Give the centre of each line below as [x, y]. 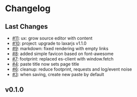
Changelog [28, 9]
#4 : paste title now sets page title [46, 64]
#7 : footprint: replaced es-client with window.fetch [63, 59]
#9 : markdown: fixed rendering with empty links [60, 48]
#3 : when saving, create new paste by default [58, 74]
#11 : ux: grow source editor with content [52, 38]
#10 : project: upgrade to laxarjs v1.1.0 [49, 43]
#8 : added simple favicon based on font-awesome [63, 54]
